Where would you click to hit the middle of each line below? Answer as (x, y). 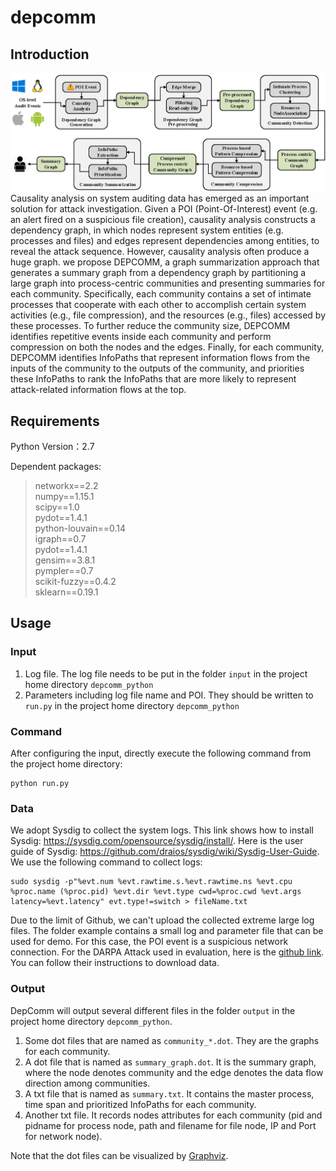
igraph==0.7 (60, 538)
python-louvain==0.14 (80, 528)
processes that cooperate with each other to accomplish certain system (158, 305)
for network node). (63, 1136)
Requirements (55, 421)
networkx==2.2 (66, 485)
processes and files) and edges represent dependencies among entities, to (165, 241)
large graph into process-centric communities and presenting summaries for (168, 283)
